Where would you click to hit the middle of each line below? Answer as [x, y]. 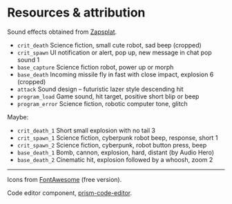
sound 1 [28, 59]
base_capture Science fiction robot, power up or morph [95, 67]
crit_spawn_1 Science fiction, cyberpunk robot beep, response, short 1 [117, 137]
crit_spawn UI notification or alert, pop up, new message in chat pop [114, 52]
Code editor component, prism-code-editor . [70, 193]
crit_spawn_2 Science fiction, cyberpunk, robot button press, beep [112, 145]
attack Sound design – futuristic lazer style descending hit [100, 89]
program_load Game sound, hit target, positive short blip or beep [108, 96]
